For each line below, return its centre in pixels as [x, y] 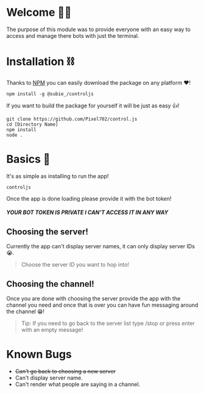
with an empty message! [52, 330]
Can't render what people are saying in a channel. [78, 384]
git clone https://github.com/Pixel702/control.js [72, 119]
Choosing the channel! [50, 284]
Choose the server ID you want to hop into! [75, 265]
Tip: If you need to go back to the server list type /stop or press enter [108, 323]
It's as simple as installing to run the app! [58, 176]
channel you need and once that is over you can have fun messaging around [102, 305]
